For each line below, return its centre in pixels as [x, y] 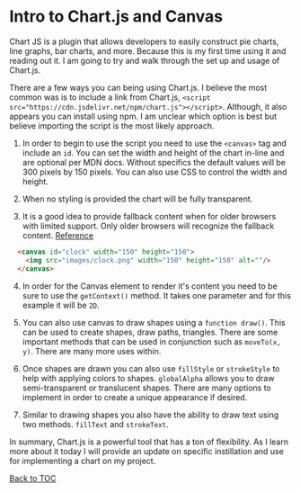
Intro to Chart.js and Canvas [116, 17]
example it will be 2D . [61, 305]
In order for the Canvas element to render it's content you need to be [150, 286]
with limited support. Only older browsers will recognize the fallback [148, 226]
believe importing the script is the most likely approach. [112, 125]
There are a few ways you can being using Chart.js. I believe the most [138, 87]
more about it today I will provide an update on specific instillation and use [147, 451]
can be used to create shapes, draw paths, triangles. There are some [150, 332]
